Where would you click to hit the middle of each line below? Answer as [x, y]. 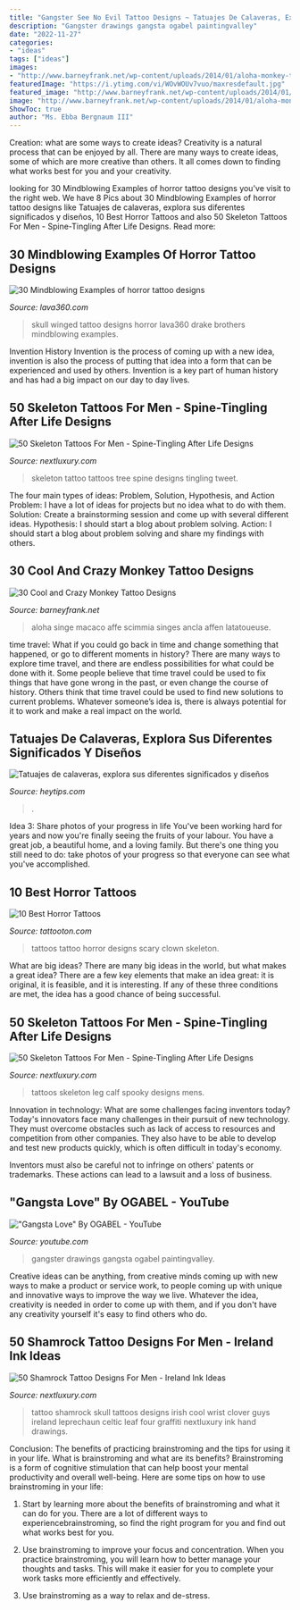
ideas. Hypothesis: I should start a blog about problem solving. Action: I [141, 524]
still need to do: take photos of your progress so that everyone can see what [150, 855]
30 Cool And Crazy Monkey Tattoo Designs [132, 571]
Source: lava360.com [49, 307]
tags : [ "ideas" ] [39, 59]
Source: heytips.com [47, 792]
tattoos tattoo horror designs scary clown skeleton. [125, 949]
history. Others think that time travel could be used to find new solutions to [146, 692]
